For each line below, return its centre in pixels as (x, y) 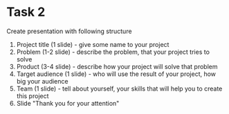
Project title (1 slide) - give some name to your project (93, 44)
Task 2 (26, 12)
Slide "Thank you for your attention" (68, 103)
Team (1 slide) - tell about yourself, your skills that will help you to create (119, 88)
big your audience (42, 81)
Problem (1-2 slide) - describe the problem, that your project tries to (113, 52)
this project (33, 96)
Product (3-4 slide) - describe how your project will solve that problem (117, 66)
